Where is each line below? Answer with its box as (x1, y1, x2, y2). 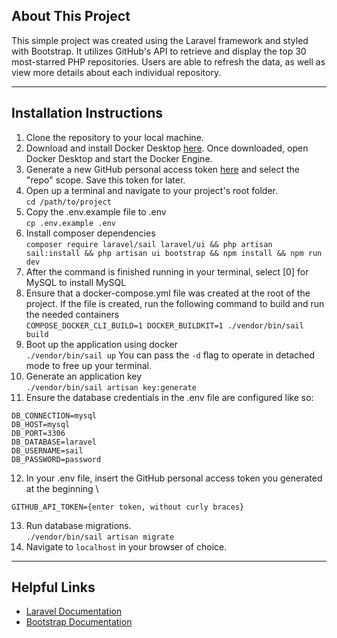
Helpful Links (11, 579, 96, 596)
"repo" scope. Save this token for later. (25, 174, 186, 186)
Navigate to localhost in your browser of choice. (25, 540, 228, 553)
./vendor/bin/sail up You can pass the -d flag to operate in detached (25, 349, 316, 361)
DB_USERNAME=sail (11, 445, 84, 456)
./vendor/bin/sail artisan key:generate (25, 382, 197, 393)
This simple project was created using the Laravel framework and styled (11, 34, 309, 46)
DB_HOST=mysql (11, 419, 71, 429)
